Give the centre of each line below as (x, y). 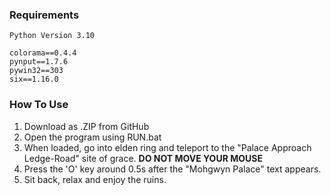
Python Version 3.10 (52, 36)
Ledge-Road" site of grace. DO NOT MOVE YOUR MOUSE (143, 158)
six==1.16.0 (34, 79)
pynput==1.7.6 (39, 62)
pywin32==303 (36, 71)
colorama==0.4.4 (43, 53)
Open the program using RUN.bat (92, 137)
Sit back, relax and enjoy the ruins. (95, 179)
